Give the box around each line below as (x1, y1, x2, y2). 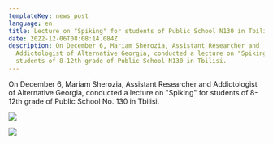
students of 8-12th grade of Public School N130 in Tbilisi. (15, 57, 227, 66)
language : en (8, 19, 53, 28)
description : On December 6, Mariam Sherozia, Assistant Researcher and (8, 42, 260, 50)
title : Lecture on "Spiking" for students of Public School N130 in (8, 27, 245, 35)
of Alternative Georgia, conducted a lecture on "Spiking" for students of (8, 87, 249, 97)
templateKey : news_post (8, 11, 89, 20)
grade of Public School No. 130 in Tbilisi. (24, 96, 160, 106)
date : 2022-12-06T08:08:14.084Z (8, 34, 118, 43)
